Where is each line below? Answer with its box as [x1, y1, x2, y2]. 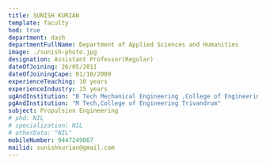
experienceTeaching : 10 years [8, 77, 108, 85]
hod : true [8, 26, 41, 34]
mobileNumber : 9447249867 [8, 136, 93, 144]
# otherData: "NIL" [8, 129, 73, 136]
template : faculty [8, 19, 69, 27]
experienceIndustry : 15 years [8, 84, 108, 93]
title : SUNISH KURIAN [8, 11, 80, 20]
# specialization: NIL [8, 121, 83, 129]
